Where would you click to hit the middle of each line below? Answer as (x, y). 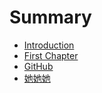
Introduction (49, 45)
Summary (50, 17)
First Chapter (51, 55)
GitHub (38, 66)
